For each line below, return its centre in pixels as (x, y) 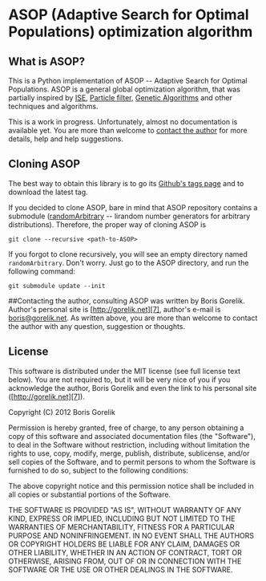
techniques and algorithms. (53, 106)
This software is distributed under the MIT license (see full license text (125, 371)
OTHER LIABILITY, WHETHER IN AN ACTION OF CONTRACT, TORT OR (125, 552)
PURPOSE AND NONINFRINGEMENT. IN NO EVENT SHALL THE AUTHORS (131, 535)
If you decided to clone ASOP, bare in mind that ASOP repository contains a (133, 207)
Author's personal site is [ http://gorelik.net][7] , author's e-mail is (115, 309)
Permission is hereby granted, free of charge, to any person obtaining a (126, 428)
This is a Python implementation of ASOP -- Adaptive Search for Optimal (128, 81)
